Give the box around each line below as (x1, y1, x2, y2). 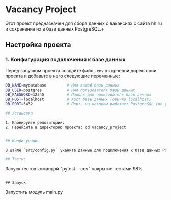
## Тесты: (5, 157, 26, 162)
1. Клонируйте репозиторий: (5, 120, 65, 125)
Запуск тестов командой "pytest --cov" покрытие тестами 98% (5, 166, 144, 172)
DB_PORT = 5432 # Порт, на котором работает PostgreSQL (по (5, 102, 163, 107)
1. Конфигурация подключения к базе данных (5, 56, 126, 63)
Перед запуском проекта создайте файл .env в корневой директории (5, 67, 157, 73)
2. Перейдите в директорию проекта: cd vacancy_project (5, 125, 126, 130)
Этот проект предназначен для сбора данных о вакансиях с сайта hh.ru (5, 20, 162, 26)
